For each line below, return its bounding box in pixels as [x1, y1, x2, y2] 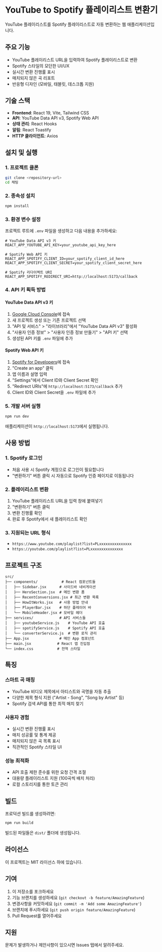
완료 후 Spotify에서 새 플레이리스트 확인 [12, 516, 87, 522]
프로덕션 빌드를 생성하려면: [5, 811, 56, 817]
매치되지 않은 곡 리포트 [12, 75, 55, 81]
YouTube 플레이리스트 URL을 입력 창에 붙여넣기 [12, 498, 103, 503]
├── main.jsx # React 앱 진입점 [5, 641, 90, 646]
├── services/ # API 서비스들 [5, 615, 86, 621]
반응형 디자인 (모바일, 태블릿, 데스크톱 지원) [12, 81, 95, 87]
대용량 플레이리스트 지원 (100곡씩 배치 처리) [12, 775, 96, 781]
